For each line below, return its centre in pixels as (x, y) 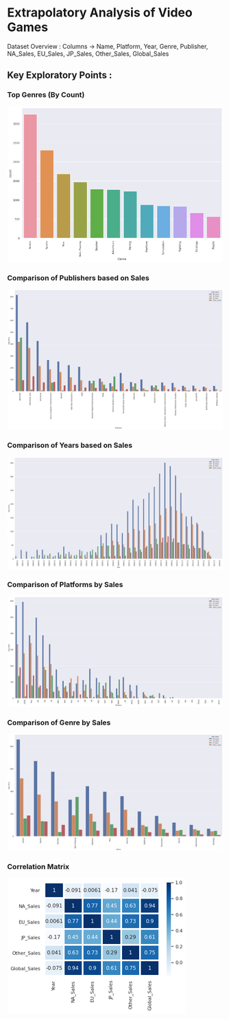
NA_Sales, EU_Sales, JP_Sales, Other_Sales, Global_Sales (88, 54)
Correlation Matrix (38, 867)
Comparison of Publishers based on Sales (78, 278)
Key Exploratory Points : (60, 75)
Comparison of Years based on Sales (70, 445)
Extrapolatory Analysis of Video (100, 13)
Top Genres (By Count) (46, 95)
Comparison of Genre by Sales (59, 722)
